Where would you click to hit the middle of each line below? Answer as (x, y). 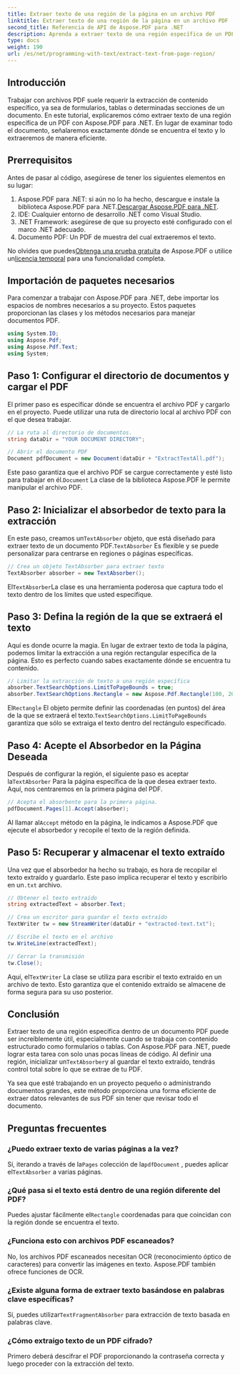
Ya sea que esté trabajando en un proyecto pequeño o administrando (109, 1083)
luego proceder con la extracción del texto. (71, 1364)
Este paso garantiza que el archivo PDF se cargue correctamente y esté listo (120, 473)
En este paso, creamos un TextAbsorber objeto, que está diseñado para (111, 538)
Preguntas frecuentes (57, 1128)
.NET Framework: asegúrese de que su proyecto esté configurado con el (125, 221)
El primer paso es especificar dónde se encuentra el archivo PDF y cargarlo (119, 404)
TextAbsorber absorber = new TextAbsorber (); (76, 573)
